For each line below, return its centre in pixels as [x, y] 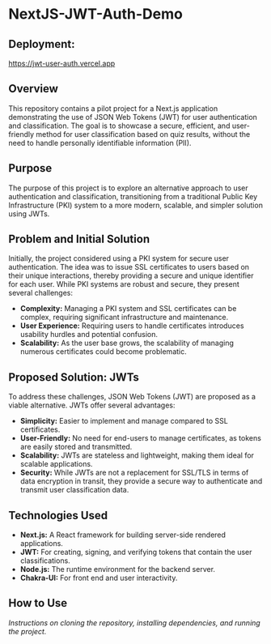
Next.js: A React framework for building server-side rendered [123, 535]
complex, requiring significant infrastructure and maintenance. [124, 318]
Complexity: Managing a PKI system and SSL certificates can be [128, 309]
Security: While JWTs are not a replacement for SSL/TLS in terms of [134, 473]
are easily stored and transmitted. [76, 447]
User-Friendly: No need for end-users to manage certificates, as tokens [140, 438]
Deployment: [42, 44]
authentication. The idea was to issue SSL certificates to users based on [129, 267]
